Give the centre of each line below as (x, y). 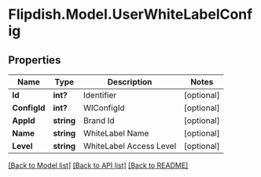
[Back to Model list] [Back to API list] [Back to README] (98, 165)
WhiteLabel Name (116, 133)
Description (130, 82)
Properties (35, 60)
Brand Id (99, 121)
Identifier (100, 95)
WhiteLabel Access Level (130, 146)
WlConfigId (104, 108)
